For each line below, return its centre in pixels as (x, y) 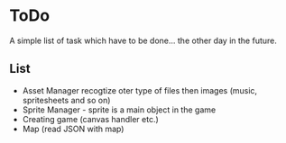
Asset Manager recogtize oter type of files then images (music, (140, 90)
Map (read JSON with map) (73, 129)
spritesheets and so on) (66, 100)
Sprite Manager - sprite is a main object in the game (119, 110)
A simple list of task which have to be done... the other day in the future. (143, 40)
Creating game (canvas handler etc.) (91, 119)
